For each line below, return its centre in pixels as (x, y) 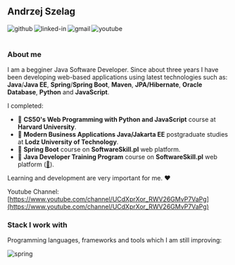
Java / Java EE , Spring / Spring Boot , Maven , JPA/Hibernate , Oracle (105, 85)
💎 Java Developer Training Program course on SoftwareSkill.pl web (118, 157)
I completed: (25, 106)
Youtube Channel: (33, 192)
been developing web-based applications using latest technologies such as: (118, 78)
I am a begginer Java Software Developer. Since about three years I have (113, 70)
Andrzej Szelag (42, 12)
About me (25, 54)
